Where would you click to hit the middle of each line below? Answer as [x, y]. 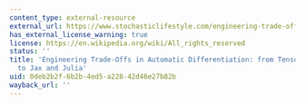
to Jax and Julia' [53, 69]
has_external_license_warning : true [79, 34]
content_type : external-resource [73, 18]
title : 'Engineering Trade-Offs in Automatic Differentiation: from [142, 60]
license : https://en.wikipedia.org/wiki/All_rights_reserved [128, 43]
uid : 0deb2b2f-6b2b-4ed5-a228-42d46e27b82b [93, 77]
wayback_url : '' [40, 85]
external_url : [36, 26]
